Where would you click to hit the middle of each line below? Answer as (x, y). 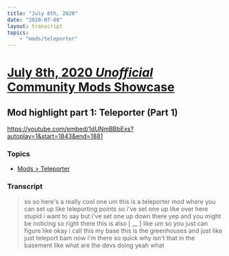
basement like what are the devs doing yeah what (94, 245)
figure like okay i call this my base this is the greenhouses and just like (123, 231)
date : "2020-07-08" (35, 20)
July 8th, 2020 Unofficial (80, 73)
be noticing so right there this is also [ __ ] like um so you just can (116, 223)
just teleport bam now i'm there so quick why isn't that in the (109, 238)
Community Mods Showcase (91, 87)
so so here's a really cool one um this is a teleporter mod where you (120, 201)
